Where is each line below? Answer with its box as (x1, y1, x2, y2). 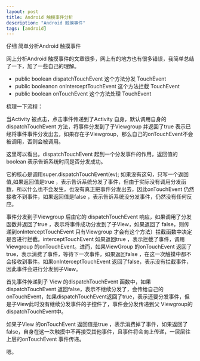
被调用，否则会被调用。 (6, 138, 64, 145)
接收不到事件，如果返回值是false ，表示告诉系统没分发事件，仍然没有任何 (6, 193, 187, 200)
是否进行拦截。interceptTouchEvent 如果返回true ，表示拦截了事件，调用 (6, 236, 185, 243)
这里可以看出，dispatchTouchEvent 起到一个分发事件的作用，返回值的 (6, 150, 178, 158)
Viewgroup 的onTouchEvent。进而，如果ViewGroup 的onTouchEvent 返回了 (6, 243, 192, 251)
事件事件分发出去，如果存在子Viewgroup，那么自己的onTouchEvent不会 (16, 131, 193, 138)
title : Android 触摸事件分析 (6, 14, 73, 20)
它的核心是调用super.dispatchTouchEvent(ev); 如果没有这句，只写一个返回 (6, 171, 189, 178)
